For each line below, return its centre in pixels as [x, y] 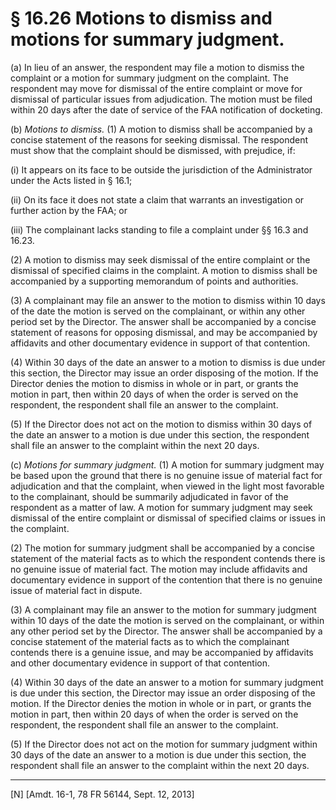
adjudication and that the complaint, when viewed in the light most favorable [167, 486]
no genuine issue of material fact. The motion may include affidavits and [159, 569]
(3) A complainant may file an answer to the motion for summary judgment [163, 609]
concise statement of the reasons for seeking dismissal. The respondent [159, 139]
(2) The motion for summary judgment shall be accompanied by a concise [162, 548]
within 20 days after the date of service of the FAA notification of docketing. [166, 109]
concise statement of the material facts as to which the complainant [150, 641]
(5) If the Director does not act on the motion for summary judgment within [164, 744]
